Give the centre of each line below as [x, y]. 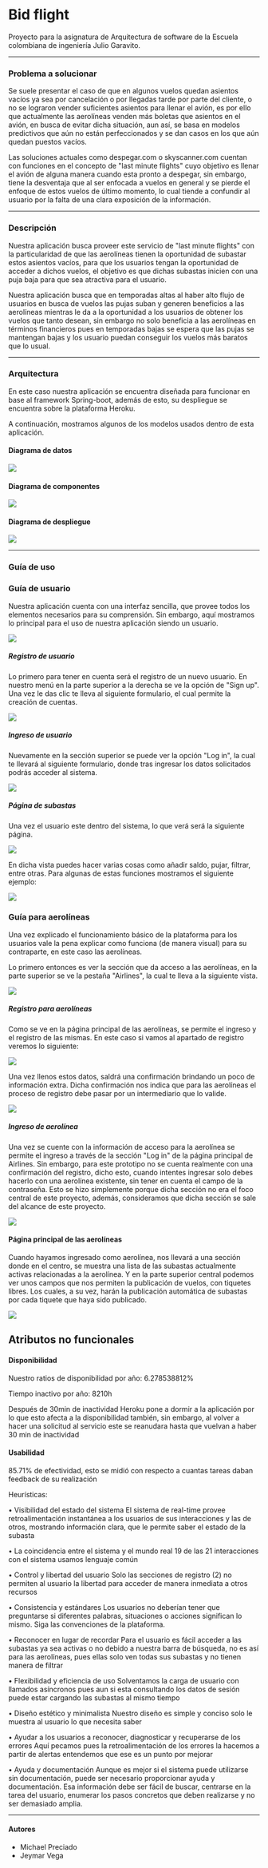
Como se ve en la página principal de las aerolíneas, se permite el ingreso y [132, 1029]
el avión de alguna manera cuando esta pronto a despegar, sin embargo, [128, 174]
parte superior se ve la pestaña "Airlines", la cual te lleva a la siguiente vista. [133, 976]
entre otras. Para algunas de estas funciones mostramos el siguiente [121, 873]
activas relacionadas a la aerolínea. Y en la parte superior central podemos [131, 1274]
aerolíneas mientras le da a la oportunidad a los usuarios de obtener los [126, 312]
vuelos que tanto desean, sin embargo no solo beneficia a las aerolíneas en [132, 320]
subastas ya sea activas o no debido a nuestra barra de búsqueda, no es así [134, 1648]
